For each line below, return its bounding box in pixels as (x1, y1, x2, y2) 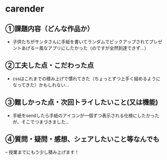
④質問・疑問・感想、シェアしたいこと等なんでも (5, 135, 160, 144)
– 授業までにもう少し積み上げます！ (5, 149, 79, 155)
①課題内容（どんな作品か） (5, 24, 94, 33)
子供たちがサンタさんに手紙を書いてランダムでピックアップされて (12, 39, 149, 44)
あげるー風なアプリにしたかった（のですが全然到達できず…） (21, 45, 149, 51)
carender (5, 3, 44, 15)
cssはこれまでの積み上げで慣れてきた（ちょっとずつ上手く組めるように (12, 75, 161, 81)
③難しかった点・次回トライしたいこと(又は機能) (5, 98, 158, 106)
